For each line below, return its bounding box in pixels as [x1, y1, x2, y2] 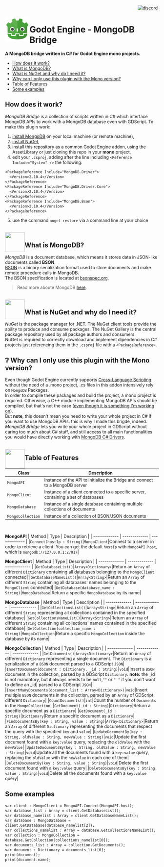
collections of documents [44, 506, 95, 512]
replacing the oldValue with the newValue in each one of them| [5, 755, 129, 761]
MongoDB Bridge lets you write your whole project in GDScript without [5, 424, 147, 430]
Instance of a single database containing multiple [44, 501, 143, 507]
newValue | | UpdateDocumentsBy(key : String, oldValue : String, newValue [5, 744, 156, 750]
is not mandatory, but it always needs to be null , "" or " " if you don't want [5, 677, 155, 683]
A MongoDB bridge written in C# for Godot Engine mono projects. [5, 51, 141, 56]
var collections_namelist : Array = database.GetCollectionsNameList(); [5, 828, 156, 833]
